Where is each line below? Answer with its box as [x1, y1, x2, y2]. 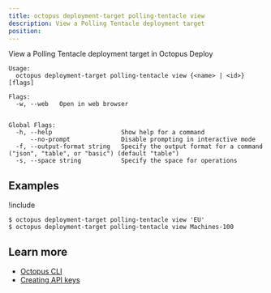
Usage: [8, 65, 31, 73]
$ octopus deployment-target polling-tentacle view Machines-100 [8, 223, 234, 231]
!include [8, 200, 36, 210]
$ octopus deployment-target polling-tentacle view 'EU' [8, 216, 205, 224]
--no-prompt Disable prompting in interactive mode [29, 135, 256, 144]
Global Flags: [8, 121, 57, 130]
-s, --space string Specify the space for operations [15, 157, 238, 165]
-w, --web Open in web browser [15, 100, 129, 108]
